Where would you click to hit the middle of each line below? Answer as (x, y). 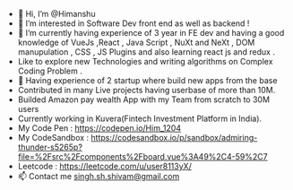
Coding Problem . (50, 71)
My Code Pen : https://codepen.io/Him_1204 (99, 128)
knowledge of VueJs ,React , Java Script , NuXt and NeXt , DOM (136, 42)
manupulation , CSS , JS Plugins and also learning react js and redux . (146, 52)
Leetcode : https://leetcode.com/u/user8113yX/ (105, 166)
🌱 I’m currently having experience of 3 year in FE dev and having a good (151, 33)
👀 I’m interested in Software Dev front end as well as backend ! (134, 23)
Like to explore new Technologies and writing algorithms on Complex (145, 61)
